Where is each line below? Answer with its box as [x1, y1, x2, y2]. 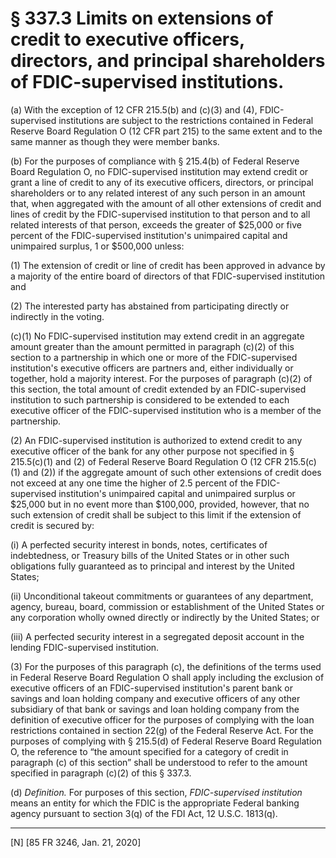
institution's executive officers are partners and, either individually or [10, 362, 294, 374]
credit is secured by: [10, 519, 95, 531]
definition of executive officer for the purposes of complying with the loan [10, 713, 315, 726]
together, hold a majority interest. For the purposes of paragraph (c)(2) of [10, 372, 313, 384]
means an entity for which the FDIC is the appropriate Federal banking [10, 797, 300, 809]
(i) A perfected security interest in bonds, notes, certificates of [10, 538, 268, 551]
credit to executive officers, [10, 28, 245, 51]
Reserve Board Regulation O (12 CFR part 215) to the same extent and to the [10, 125, 323, 137]
